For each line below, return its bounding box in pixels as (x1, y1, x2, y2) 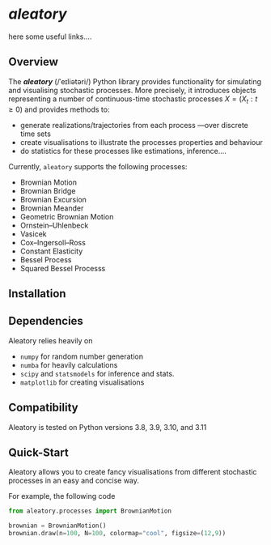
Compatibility (8, 401, 78, 415)
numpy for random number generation (19, 351, 144, 361)
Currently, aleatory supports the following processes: (8, 161, 188, 171)
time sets (19, 129, 51, 138)
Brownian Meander (19, 203, 84, 213)
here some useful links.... (8, 32, 92, 41)
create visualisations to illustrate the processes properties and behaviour (19, 137, 263, 147)
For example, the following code (8, 492, 116, 501)
